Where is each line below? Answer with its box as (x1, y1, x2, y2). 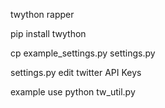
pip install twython (10, 28, 87, 39)
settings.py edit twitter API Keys (10, 67, 142, 78)
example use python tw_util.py (10, 86, 136, 98)
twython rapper (10, 9, 75, 20)
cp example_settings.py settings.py (10, 47, 156, 59)
